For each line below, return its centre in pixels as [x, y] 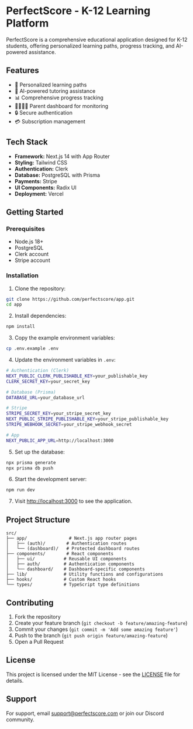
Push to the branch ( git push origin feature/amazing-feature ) [91, 635]
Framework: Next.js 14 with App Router [62, 156]
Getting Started [35, 212]
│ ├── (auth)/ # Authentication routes [66, 544]
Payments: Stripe [36, 181]
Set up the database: [40, 452]
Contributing [30, 602]
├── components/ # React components [60, 554]
